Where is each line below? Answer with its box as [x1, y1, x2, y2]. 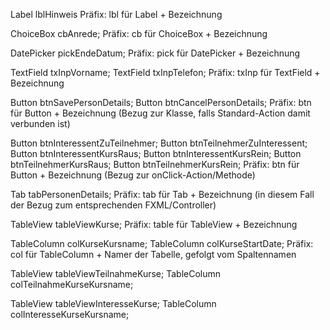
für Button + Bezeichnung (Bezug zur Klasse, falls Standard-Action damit [10, 107, 311, 119]
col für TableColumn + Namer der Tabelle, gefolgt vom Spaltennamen [10, 249, 297, 260]
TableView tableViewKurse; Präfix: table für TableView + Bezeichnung [10, 219, 298, 230]
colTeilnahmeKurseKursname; [10, 279, 134, 290]
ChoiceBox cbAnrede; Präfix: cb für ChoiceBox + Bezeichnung [10, 28, 268, 39]
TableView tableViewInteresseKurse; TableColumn [10, 298, 217, 309]
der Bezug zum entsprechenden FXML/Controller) [10, 199, 217, 211]
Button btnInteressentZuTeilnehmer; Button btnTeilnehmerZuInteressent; [10, 137, 308, 149]
